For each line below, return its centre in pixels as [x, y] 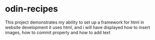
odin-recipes [31, 9]
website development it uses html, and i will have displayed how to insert [77, 27]
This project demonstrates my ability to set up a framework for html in [75, 22]
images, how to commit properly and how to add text [58, 32]
